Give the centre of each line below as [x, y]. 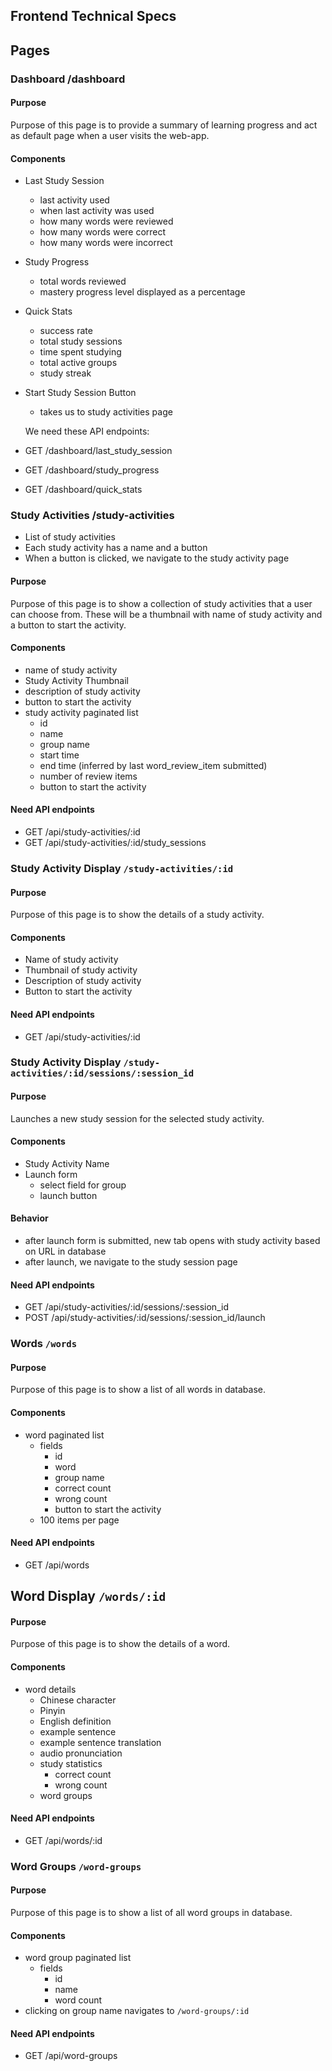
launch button [68, 1195]
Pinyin [52, 1710]
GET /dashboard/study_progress [92, 470]
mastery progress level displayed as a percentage [142, 292]
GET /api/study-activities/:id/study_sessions [115, 843]
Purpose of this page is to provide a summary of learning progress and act [164, 125]
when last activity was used [97, 211]
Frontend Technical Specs [93, 16]
